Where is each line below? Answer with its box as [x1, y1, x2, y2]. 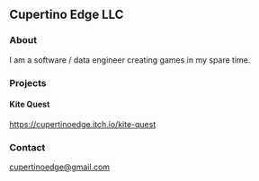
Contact [9, 141, 46, 153]
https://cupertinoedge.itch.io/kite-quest [9, 118, 156, 129]
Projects [9, 76, 47, 89]
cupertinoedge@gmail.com [9, 161, 111, 173]
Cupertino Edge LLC [9, 7, 124, 22]
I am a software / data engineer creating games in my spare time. [9, 54, 251, 65]
